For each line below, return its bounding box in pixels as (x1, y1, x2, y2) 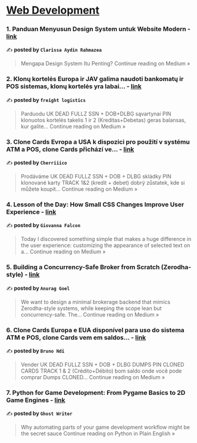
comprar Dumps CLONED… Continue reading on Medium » (20, 373, 165, 380)
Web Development (6, 4, 100, 17)
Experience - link (6, 208, 57, 216)
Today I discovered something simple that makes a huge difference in (20, 236, 192, 243)
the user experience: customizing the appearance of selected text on (20, 242, 190, 249)
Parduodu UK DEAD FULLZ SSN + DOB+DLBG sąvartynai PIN (20, 110, 171, 117)
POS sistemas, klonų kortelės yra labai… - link (6, 82, 142, 91)
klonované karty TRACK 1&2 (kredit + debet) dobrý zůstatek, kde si (20, 179, 185, 187)
